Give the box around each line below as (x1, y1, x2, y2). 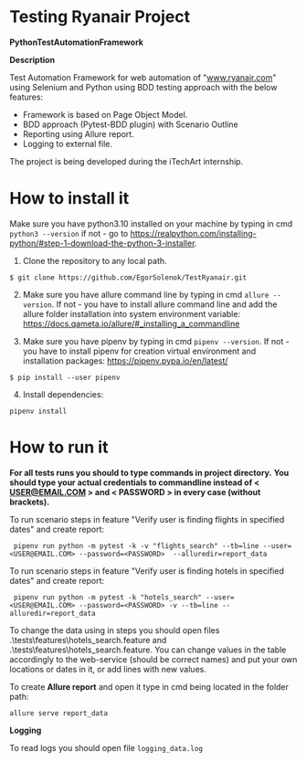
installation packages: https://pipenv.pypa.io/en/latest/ (22, 355, 228, 366)
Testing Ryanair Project (9, 6, 191, 27)
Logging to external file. (22, 138, 112, 149)
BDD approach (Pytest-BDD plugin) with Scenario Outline (22, 119, 239, 130)
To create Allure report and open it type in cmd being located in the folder (9, 681, 290, 692)
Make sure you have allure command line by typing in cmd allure (22, 289, 269, 300)
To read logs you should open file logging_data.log (9, 742, 204, 753)
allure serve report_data (9, 708, 108, 718)
